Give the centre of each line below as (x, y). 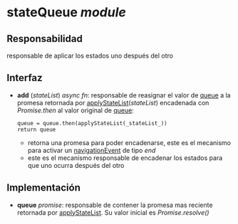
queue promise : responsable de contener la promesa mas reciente (115, 205)
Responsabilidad (45, 39)
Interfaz (25, 78)
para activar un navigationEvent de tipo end (92, 150)
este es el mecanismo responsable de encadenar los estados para (125, 158)
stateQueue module (66, 12)
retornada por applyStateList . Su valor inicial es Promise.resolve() (113, 212)
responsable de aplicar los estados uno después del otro (90, 55)
